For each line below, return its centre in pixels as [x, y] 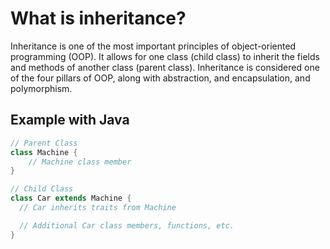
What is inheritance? [98, 18]
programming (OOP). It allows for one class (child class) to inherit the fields [165, 56]
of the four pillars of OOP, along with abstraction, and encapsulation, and [160, 78]
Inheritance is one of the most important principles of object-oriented [153, 46]
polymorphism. [41, 88]
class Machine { [44, 152]
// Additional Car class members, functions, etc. [127, 225]
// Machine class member [80, 162]
